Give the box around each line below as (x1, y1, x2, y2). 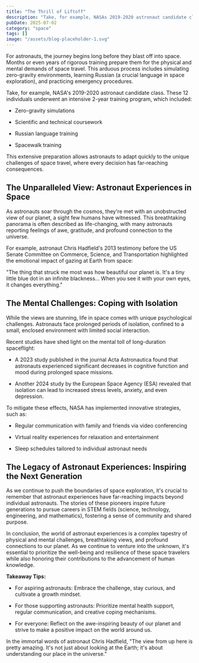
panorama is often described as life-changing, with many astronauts (6, 220, 173, 227)
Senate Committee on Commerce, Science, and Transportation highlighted (6, 250, 188, 258)
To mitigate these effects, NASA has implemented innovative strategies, (6, 404, 181, 411)
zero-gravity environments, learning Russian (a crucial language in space (6, 72, 185, 78)
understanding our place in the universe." (6, 651, 107, 658)
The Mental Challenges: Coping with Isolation (6, 298, 178, 308)
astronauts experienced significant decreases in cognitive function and (14, 362, 188, 369)
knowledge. (6, 562, 35, 569)
